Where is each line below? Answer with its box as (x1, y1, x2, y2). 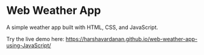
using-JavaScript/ (6, 42, 52, 49)
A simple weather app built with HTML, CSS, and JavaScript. (6, 24, 158, 31)
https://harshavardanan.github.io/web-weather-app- (65, 35, 198, 42)
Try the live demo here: (6, 35, 65, 42)
